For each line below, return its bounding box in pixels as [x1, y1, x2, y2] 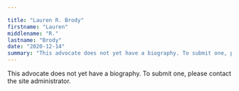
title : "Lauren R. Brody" [7, 16, 84, 23]
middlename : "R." [7, 30, 59, 37]
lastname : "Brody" [7, 36, 62, 43]
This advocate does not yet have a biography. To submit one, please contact [7, 69, 232, 77]
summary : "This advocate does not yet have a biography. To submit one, [7, 50, 228, 57]
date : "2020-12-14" [7, 43, 65, 50]
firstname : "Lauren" [7, 23, 69, 31]
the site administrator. [7, 77, 71, 85]
